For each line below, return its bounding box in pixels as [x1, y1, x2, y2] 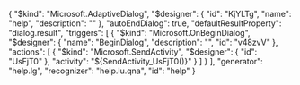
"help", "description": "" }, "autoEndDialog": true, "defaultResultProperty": [8, 18, 282, 29]
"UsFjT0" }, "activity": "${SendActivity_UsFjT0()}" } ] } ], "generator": [8, 56, 264, 66]
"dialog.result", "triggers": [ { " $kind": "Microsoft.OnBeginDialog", [8, 28, 251, 38]
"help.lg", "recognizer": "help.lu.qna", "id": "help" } [8, 65, 196, 76]
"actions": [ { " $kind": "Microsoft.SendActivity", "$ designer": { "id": [8, 47, 258, 57]
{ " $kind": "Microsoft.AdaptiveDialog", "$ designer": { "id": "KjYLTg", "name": [8, 9, 292, 19]
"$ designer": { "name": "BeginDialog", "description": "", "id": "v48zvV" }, [8, 37, 278, 47]
